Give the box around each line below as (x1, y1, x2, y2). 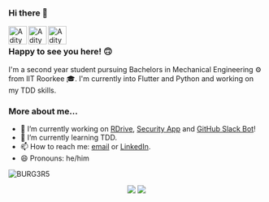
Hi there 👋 (8, 7, 49, 19)
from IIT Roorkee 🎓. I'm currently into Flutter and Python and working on (8, 73, 254, 84)
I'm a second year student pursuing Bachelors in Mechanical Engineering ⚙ (8, 64, 262, 74)
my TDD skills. (8, 85, 57, 95)
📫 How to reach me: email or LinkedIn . (20, 141, 151, 151)
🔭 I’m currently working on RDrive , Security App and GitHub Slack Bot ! (20, 123, 256, 133)
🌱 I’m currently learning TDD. (20, 132, 118, 142)
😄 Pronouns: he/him (20, 153, 89, 163)
